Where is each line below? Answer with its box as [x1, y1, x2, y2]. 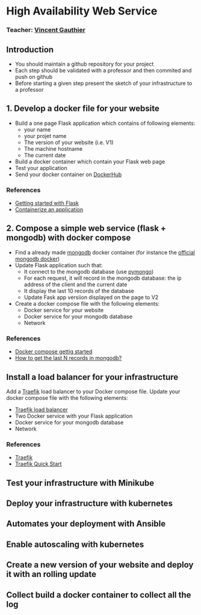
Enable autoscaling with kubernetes [6, 539, 144, 549]
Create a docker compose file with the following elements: [14, 300, 160, 307]
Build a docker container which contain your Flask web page [14, 158, 165, 165]
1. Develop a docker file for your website [6, 104, 159, 114]
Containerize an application [14, 206, 83, 213]
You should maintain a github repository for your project [14, 60, 154, 68]
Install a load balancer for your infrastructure [6, 372, 179, 382]
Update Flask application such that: [14, 261, 103, 269]
